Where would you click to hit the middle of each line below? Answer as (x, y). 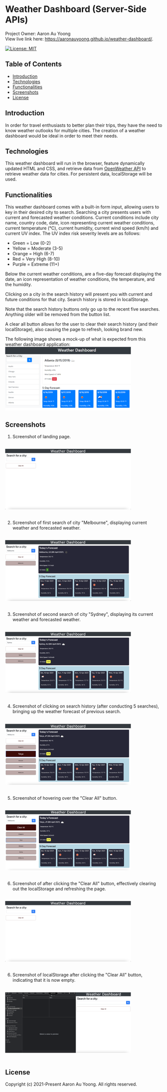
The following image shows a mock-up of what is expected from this (76, 339)
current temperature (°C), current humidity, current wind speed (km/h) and (82, 228)
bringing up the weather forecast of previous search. (67, 712)
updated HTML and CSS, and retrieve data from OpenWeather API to (76, 169)
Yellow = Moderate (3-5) (38, 248)
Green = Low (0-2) (32, 243)
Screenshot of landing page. (42, 436)
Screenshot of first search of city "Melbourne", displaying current (80, 523)
